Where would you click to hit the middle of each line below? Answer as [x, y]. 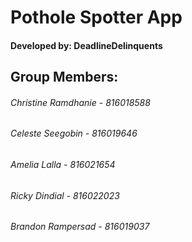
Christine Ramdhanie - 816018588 [80, 102]
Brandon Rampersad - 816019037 [80, 227]
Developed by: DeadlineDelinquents [86, 45]
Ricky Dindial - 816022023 [65, 195]
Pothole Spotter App [96, 17]
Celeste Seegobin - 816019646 [74, 133]
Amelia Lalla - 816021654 [63, 164]
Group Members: [64, 77]
